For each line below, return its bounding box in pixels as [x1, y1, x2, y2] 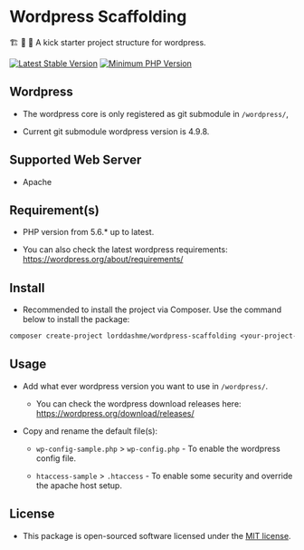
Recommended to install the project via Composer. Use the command [22, 304, 282, 315]
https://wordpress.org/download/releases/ [35, 408, 195, 418]
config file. [35, 452, 77, 464]
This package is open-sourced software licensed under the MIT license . [22, 530, 291, 541]
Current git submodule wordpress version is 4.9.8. [22, 125, 210, 137]
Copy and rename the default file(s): [22, 425, 158, 437]
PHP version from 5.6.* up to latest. [22, 227, 155, 238]
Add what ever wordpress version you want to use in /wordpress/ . [22, 380, 269, 391]
